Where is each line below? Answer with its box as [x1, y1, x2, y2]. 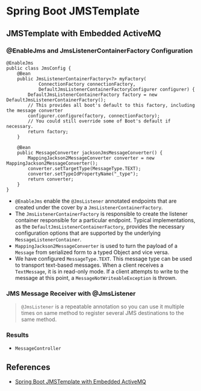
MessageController [14, 346, 61, 352]
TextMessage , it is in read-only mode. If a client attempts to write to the [14, 267, 188, 275]
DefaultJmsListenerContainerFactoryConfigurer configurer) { [38, 86, 196, 92]
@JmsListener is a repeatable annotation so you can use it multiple [20, 303, 185, 310]
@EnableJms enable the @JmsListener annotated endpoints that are [14, 197, 177, 205]
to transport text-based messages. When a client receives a [14, 261, 164, 269]
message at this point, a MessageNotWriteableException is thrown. [14, 274, 178, 281]
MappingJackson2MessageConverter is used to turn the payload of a [14, 242, 178, 249]
